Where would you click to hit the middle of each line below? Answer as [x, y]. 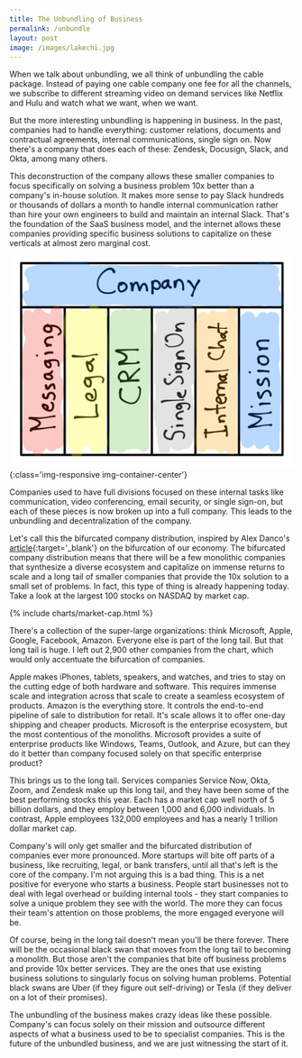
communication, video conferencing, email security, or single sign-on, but [146, 502]
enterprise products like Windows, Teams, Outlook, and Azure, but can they [150, 744]
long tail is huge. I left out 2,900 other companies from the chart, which [142, 650]
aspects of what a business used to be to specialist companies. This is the [147, 1034]
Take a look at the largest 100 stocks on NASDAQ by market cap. [129, 596]
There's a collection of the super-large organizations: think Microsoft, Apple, [151, 631]
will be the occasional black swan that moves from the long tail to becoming [150, 950]
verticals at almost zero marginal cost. [80, 243]
